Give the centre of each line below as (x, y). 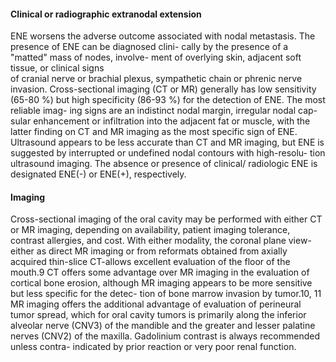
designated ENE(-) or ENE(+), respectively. (98, 174)
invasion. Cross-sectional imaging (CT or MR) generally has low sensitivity (163, 89)
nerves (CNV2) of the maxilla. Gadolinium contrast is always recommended (165, 336)
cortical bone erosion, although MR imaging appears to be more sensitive (161, 283)
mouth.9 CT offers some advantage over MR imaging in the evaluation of (160, 272)
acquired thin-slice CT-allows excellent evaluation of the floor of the (150, 262)
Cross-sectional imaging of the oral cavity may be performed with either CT (166, 219)
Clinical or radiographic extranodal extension (106, 14)
